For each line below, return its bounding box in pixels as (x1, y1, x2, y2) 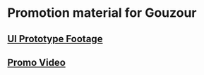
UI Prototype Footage (7, 33, 103, 45)
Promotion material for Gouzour (7, 5, 197, 21)
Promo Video (7, 56, 66, 68)
